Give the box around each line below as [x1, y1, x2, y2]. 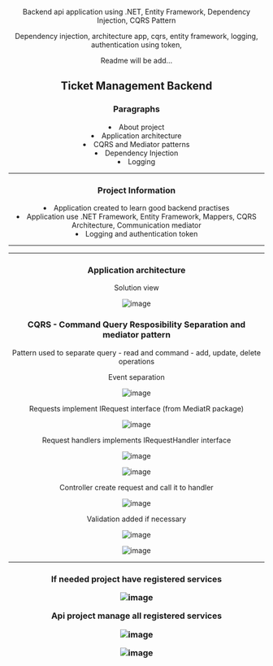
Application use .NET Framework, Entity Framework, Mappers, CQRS [26, 211, 258, 221]
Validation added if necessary [86, 514, 187, 524]
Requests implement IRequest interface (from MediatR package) [28, 403, 245, 413]
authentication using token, [90, 40, 183, 50]
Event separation [108, 372, 165, 381]
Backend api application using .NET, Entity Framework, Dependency [23, 7, 250, 16]
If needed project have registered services [50, 573, 223, 585]
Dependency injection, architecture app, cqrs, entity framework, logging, [15, 32, 258, 41]
